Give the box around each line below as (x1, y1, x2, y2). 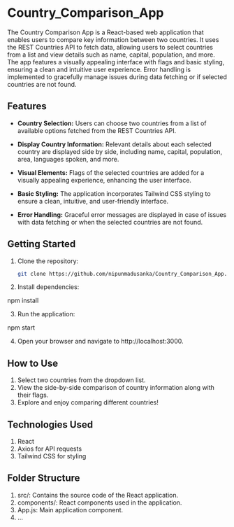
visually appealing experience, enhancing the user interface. (17, 176, 192, 184)
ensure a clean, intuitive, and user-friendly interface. (17, 197, 169, 205)
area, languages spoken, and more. (17, 155, 119, 163)
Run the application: (17, 310, 75, 318)
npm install (7, 296, 39, 305)
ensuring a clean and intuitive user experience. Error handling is (7, 65, 191, 73)
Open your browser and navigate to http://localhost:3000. (17, 337, 184, 346)
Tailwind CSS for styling (17, 452, 87, 461)
